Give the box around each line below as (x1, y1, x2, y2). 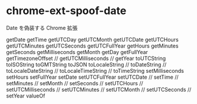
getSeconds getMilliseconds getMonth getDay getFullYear (6, 48, 148, 55)
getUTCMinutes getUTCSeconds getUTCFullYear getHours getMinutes (6, 42, 179, 49)
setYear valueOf (6, 92, 46, 99)
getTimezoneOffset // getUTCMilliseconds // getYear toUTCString (6, 55, 166, 62)
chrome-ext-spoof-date (6, 4, 127, 18)
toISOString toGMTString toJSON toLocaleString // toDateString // (6, 61, 167, 68)
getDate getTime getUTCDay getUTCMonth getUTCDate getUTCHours (6, 36, 179, 43)
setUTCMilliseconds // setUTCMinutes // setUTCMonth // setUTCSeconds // (6, 86, 192, 93)
